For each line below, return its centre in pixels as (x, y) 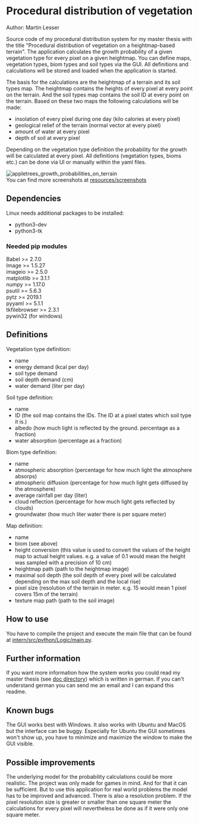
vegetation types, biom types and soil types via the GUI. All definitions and (97, 64)
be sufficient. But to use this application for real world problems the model (97, 789)
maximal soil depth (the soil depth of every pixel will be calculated (95, 575)
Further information (43, 659)
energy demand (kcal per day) (52, 366)
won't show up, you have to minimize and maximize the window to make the (99, 737)
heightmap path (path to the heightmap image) (72, 569)
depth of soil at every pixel (47, 137)
